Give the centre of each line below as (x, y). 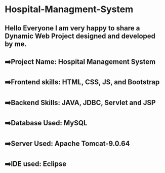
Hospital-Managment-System (69, 9)
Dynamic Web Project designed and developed (80, 36)
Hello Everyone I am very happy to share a (72, 28)
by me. (16, 44)
